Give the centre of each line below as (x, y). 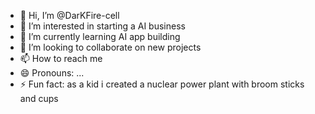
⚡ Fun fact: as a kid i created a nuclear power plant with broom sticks (162, 84)
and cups (39, 98)
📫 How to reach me (61, 58)
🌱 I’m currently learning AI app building (100, 36)
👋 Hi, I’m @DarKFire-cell (69, 15)
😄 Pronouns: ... (52, 73)
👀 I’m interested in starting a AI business (102, 26)
